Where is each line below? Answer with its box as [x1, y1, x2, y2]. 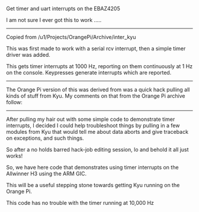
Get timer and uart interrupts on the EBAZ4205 [6, 5, 120, 12]
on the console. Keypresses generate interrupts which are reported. [6, 69, 172, 76]
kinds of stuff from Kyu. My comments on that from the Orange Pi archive [6, 92, 185, 99]
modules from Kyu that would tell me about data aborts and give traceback [6, 129, 188, 135]
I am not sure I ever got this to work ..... [6, 17, 102, 23]
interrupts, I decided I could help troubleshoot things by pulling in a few [6, 122, 180, 129]
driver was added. [6, 52, 50, 58]
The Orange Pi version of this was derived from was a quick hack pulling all [6, 86, 190, 93]
